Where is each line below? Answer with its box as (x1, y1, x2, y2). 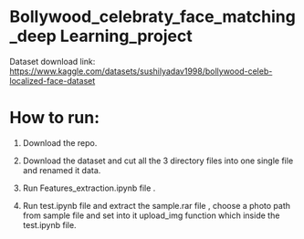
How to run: (9, 108, 100, 129)
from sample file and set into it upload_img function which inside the (22, 210, 280, 221)
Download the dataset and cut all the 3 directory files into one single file (22, 155, 294, 166)
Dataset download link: (9, 56, 96, 67)
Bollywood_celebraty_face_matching (9, 6, 297, 27)
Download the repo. (22, 137, 98, 148)
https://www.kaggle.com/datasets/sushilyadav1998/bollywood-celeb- (9, 66, 273, 77)
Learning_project (59, 26, 194, 47)
